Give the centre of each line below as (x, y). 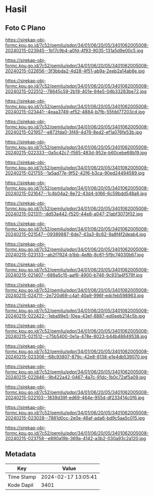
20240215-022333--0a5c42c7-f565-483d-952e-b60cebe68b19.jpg (76, 153)
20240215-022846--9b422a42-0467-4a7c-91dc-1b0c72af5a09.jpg (76, 377)
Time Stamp (22, 477)
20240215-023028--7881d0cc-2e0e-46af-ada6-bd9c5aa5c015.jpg (75, 418)
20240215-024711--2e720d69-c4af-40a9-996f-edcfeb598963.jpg (74, 295)
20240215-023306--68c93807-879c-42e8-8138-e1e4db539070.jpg (76, 357)
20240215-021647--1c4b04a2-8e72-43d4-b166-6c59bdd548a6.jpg (76, 193)
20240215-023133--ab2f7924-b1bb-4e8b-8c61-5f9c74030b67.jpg (74, 255)
